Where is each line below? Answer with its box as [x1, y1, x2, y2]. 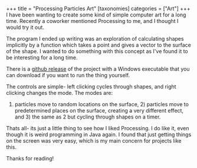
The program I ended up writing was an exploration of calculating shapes [6, 35, 184, 42]
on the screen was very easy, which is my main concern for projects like [6, 137, 182, 144]
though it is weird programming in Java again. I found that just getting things [6, 131, 192, 138]
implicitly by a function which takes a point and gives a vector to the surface [6, 41, 192, 48]
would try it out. [6, 24, 44, 31]
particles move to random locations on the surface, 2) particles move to [14, 101, 189, 108]
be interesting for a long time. [6, 54, 78, 61]
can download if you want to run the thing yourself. [6, 72, 130, 78]
